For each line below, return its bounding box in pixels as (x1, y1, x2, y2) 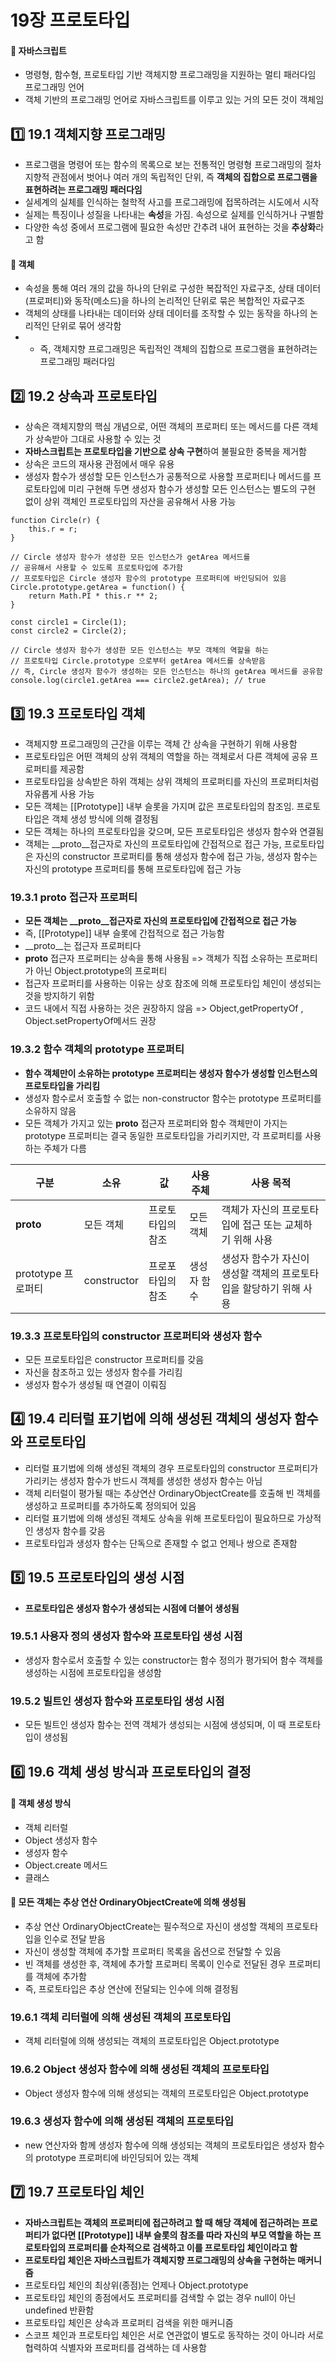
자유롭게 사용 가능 (24, 788, 95, 800)
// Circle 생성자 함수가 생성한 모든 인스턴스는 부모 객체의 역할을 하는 (10, 646, 270, 656)
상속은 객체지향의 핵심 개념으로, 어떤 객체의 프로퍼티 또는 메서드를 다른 (24, 421, 300, 433)
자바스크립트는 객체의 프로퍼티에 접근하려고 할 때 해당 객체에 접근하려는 (24, 2216, 300, 2228)
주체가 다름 (43, 1142, 87, 1154)
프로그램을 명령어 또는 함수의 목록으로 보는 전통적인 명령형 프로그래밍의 (24, 159, 303, 171)
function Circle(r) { (10, 516, 101, 526)
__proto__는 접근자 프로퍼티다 (24, 940, 142, 952)
